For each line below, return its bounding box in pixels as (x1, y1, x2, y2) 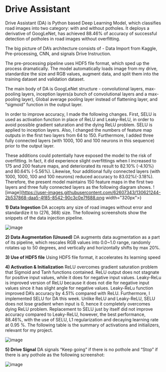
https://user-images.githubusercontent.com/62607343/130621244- (22, 189, 161, 195)
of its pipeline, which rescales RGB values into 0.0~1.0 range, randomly (5, 239, 151, 245)
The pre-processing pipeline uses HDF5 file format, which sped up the (5, 60, 150, 66)
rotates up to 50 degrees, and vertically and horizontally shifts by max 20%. (5, 244, 161, 250)
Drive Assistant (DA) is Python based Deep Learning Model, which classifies (5, 20, 162, 26)
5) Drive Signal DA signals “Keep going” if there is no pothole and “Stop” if (5, 346, 158, 352)
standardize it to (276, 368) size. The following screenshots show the (5, 210, 147, 216)
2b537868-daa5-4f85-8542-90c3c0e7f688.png (5, 195, 105, 201)
